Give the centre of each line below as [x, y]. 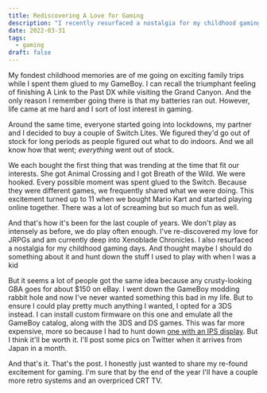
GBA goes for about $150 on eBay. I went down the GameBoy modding [124, 289]
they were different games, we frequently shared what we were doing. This [131, 191]
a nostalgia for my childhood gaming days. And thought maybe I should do [130, 248]
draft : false [30, 53]
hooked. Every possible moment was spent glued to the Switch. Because [128, 182]
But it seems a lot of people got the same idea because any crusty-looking [130, 280]
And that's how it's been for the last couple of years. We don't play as [122, 223]
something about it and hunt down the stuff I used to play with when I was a [132, 257]
